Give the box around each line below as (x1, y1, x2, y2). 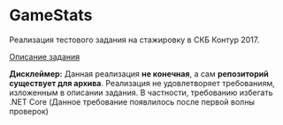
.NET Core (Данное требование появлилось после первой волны (9, 96, 255, 107)
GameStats (9, 5, 93, 26)
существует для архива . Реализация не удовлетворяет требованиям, (9, 77, 276, 88)
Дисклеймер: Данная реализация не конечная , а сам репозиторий (9, 68, 269, 79)
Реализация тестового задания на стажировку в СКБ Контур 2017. (9, 34, 260, 45)
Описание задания (9, 51, 80, 62)
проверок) (9, 106, 49, 116)
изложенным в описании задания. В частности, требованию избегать (9, 87, 273, 98)
